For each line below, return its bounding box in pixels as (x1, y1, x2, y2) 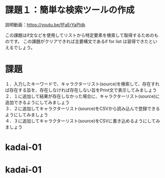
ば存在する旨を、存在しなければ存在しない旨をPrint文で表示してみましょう (5, 87, 157, 93)
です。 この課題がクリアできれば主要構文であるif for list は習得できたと (9, 38, 153, 44)
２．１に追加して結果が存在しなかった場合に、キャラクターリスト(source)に (5, 93, 160, 99)
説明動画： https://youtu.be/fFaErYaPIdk (5, 22, 86, 28)
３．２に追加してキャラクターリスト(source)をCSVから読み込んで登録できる (5, 106, 160, 111)
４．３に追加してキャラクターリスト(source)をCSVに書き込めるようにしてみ (5, 118, 160, 124)
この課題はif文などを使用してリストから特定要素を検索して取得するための (5, 32, 154, 38)
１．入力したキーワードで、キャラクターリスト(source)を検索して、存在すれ (5, 81, 160, 87)
